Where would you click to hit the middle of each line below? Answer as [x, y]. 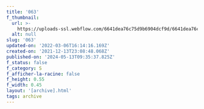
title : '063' [23, 12]
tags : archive [24, 96]
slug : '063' [21, 40]
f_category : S [24, 68]
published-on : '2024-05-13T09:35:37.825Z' [61, 57]
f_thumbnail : [23, 18]
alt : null [24, 35]
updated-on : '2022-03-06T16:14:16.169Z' [58, 46]
